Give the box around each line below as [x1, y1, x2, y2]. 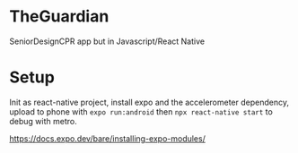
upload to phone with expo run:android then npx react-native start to [9, 106, 274, 117]
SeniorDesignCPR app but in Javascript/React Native [9, 36, 205, 47]
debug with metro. [9, 115, 78, 126]
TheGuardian [9, 6, 110, 27]
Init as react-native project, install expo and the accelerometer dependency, [9, 97, 290, 107]
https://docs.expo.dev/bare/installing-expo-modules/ [9, 132, 206, 144]
